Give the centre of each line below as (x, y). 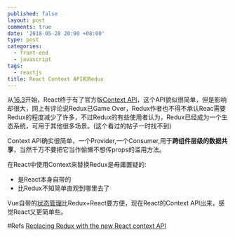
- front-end (31, 53)
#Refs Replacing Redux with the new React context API (87, 226)
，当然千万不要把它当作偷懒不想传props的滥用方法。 (89, 150)
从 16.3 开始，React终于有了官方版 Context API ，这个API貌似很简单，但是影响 (117, 100)
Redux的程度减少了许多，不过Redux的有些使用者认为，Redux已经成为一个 (115, 117)
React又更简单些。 (40, 212)
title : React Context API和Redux (55, 79)
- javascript (33, 60)
